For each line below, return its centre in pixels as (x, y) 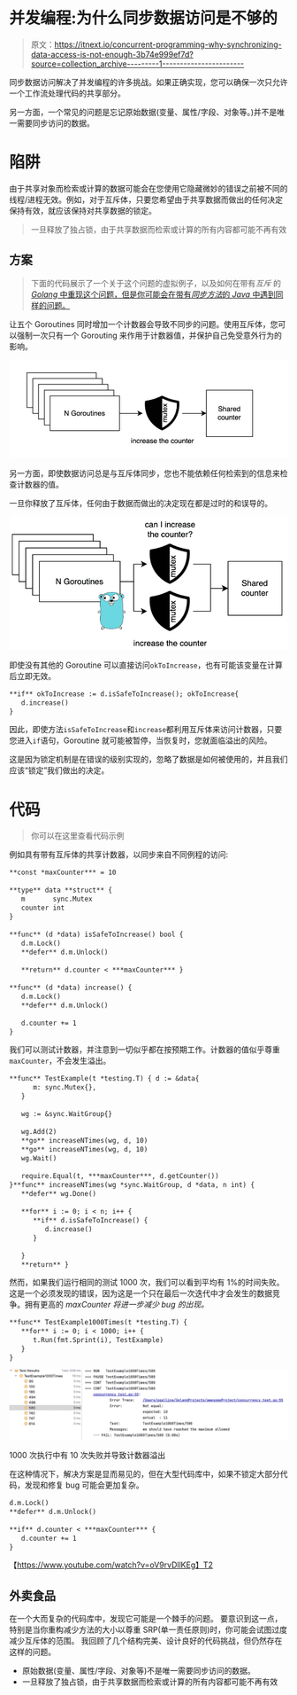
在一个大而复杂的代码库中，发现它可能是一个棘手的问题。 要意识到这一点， (146, 1619)
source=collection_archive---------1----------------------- (137, 64)
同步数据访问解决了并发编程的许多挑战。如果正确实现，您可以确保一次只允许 (148, 82)
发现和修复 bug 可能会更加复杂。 (84, 1485)
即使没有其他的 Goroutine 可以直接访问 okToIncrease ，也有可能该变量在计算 (146, 665)
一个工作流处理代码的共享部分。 (67, 93)
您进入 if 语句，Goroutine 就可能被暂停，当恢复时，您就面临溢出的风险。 (141, 740)
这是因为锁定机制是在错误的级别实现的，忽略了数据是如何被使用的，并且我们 (148, 760)
